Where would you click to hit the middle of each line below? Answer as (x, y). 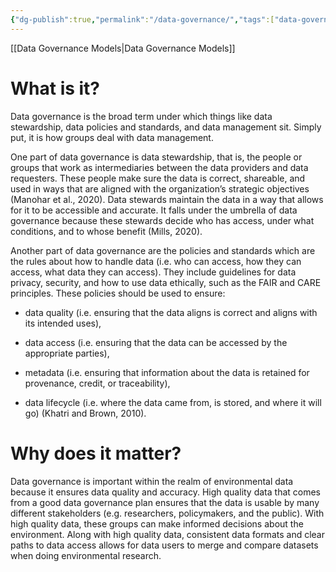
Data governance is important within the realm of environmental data (152, 481)
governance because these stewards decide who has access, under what (162, 220)
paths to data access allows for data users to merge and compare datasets (164, 545)
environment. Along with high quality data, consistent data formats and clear (167, 534)
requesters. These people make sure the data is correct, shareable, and (158, 178)
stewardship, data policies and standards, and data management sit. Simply (166, 127)
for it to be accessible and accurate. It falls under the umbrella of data (154, 210)
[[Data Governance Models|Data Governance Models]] (123, 48)
